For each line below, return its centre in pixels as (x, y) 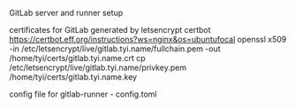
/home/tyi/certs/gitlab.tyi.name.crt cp (77, 58)
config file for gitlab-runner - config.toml (83, 94)
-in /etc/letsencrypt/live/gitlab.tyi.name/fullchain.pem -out (115, 49)
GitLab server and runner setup (66, 13)
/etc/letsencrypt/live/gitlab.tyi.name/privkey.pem (98, 67)
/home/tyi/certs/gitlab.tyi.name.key (73, 77)
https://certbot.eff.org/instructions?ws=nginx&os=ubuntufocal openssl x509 (148, 39)
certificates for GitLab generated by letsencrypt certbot (110, 30)
